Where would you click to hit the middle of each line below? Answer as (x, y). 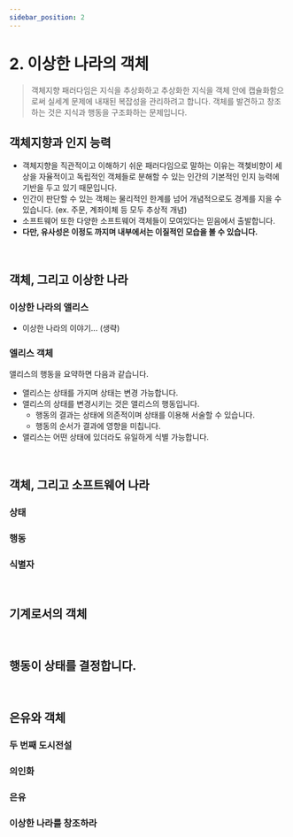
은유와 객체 (38, 718)
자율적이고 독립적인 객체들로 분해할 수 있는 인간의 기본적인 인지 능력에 (159, 177)
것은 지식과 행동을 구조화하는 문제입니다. (117, 112)
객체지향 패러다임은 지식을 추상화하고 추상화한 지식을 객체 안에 (138, 90)
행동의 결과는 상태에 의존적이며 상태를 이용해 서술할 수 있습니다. (145, 415)
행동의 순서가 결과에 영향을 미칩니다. (98, 426)
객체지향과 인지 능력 (60, 142)
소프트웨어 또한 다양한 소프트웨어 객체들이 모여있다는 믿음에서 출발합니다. (149, 221)
